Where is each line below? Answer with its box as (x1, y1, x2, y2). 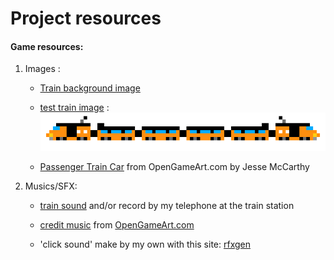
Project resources (10, 7, 162, 30)
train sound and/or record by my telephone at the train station (39, 199, 295, 211)
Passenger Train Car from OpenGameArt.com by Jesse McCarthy (39, 160, 310, 172)
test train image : (39, 102, 110, 114)
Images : (24, 63, 61, 75)
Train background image (39, 82, 141, 94)
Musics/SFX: (24, 180, 78, 192)
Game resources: (10, 40, 84, 52)
